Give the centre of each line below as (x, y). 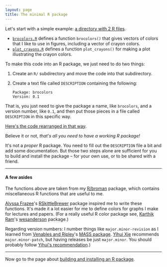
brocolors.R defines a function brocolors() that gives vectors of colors (85, 38)
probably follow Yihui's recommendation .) (48, 245)
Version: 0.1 (26, 97)
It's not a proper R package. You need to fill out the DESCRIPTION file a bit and (83, 145)
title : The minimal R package (37, 14)
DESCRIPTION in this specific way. (38, 116)
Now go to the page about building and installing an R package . (70, 259)
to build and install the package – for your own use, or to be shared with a (80, 156)
